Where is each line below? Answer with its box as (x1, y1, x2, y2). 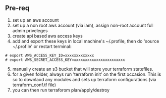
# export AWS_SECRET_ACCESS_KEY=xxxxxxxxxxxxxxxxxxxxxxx (5, 57, 125, 62)
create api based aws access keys (12, 33, 83, 39)
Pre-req (5, 4, 30, 12)
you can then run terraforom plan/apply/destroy (12, 87, 110, 93)
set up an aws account (12, 17, 59, 23)
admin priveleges (12, 27, 48, 34)
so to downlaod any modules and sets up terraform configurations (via (12, 76, 157, 82)
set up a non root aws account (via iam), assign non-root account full (12, 22, 154, 28)
